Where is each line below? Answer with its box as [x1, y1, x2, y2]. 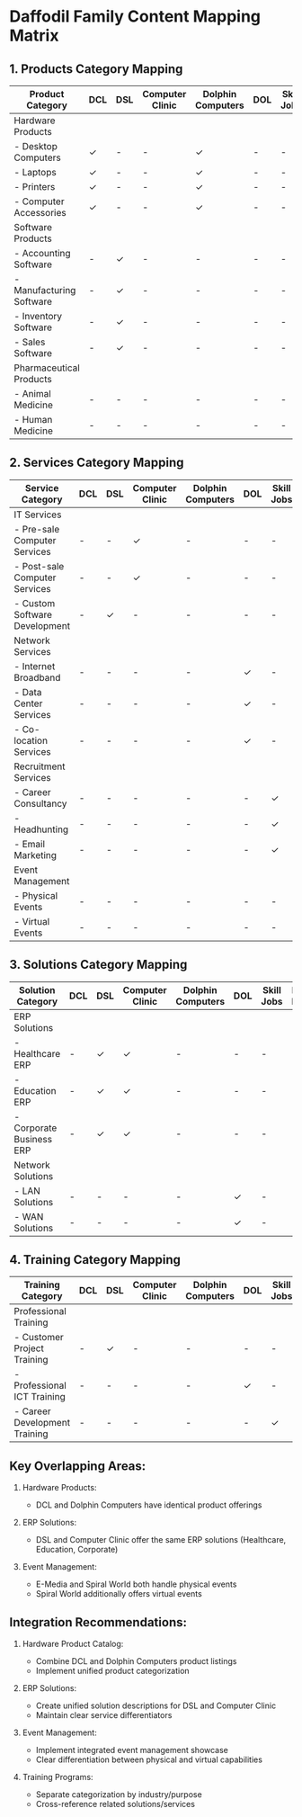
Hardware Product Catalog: [22, 1639, 124, 1650]
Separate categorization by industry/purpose [35, 1789, 202, 1800]
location [13, 734, 48, 747]
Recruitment [13, 760, 66, 773]
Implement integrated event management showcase [35, 1745, 229, 1756]
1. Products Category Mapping [9, 61, 183, 76]
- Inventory [13, 310, 63, 322]
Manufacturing [13, 284, 76, 296]
